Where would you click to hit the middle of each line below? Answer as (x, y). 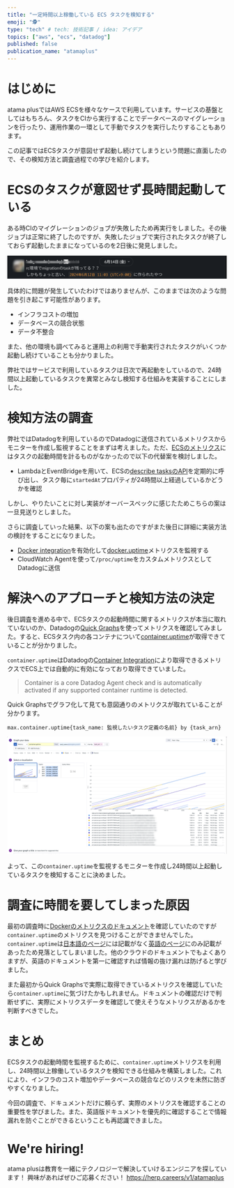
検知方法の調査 (50, 418)
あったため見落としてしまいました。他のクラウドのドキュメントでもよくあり (117, 952)
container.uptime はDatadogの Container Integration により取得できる (105, 660)
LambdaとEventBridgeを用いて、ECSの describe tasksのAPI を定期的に (118, 471)
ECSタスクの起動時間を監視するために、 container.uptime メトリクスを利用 (114, 1062)
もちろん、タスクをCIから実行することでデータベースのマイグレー (119, 118)
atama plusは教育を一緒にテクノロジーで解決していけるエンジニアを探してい (117, 1169)
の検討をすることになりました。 (53, 535)
